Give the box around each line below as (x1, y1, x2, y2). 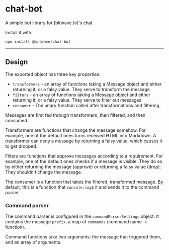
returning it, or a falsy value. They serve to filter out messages (12, 97, 142, 103)
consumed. (5, 117, 29, 123)
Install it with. (5, 29, 33, 35)
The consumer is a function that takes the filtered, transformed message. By (5, 179, 163, 185)
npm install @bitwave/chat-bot (5, 39, 71, 44)
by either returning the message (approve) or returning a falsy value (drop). (5, 163, 161, 170)
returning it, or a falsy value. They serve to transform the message (12, 86, 150, 92)
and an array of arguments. (5, 239, 62, 245)
